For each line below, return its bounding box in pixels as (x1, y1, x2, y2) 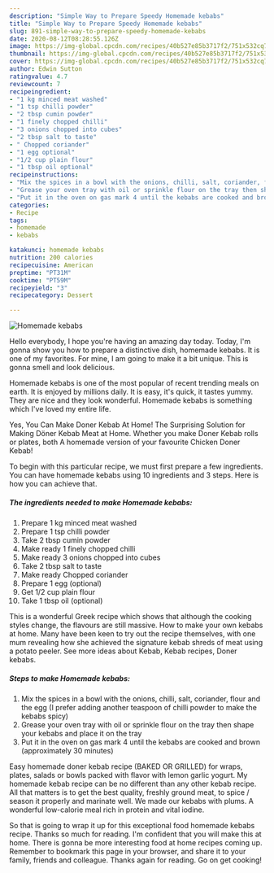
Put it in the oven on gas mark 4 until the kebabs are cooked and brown (20, 737, 261, 747)
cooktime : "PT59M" (9, 276, 72, 285)
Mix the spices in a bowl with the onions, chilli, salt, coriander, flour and (20, 694, 261, 704)
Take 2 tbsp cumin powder (20, 535, 111, 545)
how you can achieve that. (9, 479, 98, 489)
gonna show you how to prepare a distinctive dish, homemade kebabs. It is (9, 345, 260, 355)
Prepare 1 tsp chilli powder (20, 526, 111, 537)
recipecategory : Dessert (9, 291, 94, 299)
